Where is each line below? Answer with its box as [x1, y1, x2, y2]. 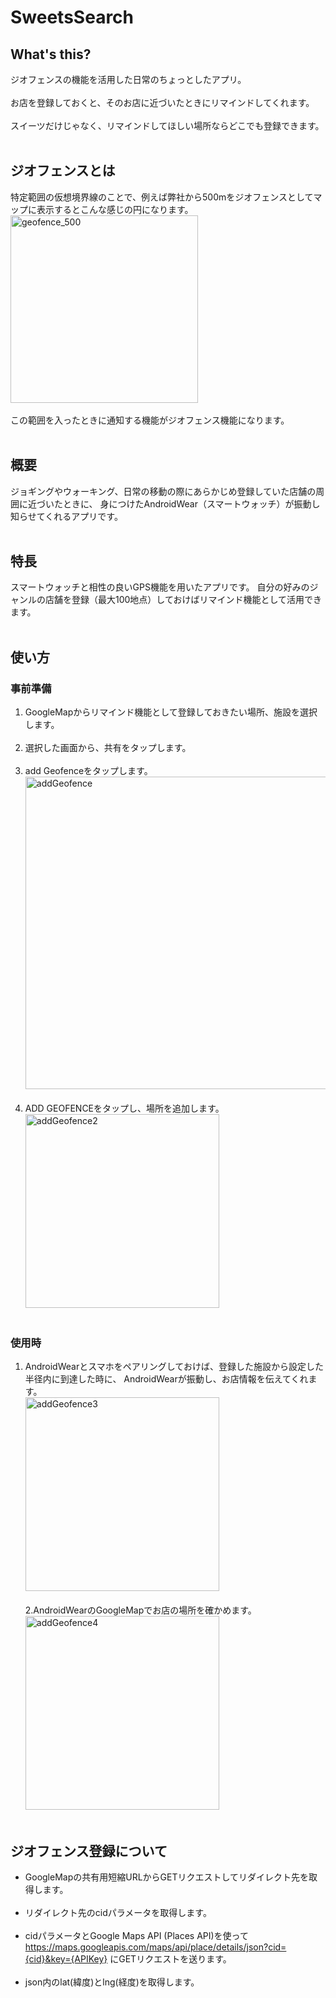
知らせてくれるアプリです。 [10, 510, 123, 522]
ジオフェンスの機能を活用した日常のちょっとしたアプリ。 [10, 74, 247, 85]
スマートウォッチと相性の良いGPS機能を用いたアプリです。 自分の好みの [10, 581, 310, 593]
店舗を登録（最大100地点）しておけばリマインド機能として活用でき [44, 594, 323, 606]
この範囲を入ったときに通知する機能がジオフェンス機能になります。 [10, 414, 290, 426]
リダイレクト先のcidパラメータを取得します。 [24, 1907, 212, 1919]
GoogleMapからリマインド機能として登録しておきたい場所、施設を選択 [24, 706, 318, 718]
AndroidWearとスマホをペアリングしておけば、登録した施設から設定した [24, 1361, 324, 1373]
